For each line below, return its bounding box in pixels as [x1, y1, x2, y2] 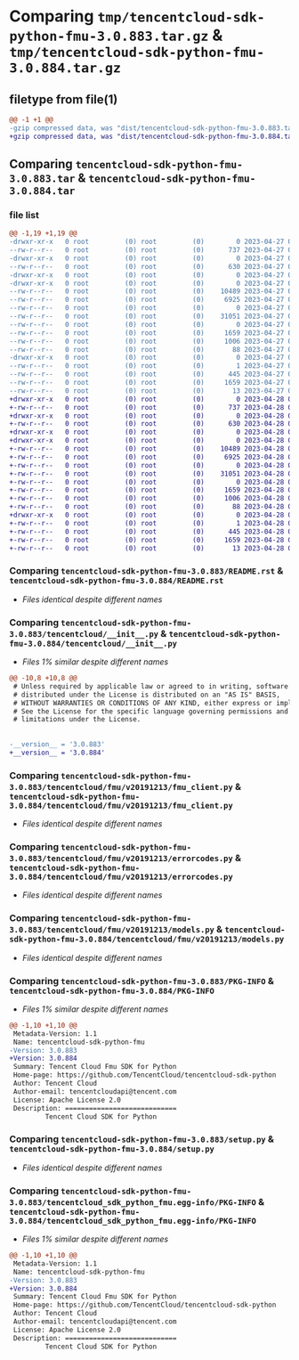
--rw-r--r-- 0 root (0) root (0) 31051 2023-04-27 [9, 312, 285, 322]
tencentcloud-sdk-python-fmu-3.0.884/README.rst [9, 576, 224, 586]
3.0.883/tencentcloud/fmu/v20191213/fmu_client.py [9, 782, 233, 792]
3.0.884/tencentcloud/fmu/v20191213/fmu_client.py [9, 800, 233, 810]
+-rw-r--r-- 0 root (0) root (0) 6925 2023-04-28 [9, 452, 285, 461]
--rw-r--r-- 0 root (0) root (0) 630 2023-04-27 [9, 262, 285, 271]
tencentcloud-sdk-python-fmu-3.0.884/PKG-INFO [9, 986, 215, 996]
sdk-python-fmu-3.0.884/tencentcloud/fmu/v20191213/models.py [9, 934, 285, 945]
